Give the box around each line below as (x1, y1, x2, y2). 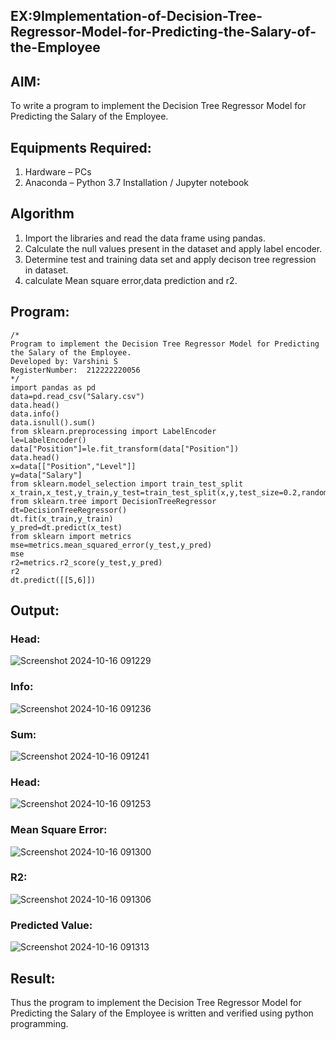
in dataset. (24, 264, 69, 276)
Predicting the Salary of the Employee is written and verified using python (10, 1007, 314, 1019)
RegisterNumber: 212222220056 (10, 365, 141, 375)
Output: (10, 602, 60, 619)
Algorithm (10, 205, 75, 223)
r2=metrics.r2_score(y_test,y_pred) (10, 557, 163, 568)
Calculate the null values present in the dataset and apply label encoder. (24, 242, 323, 254)
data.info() (10, 409, 60, 419)
